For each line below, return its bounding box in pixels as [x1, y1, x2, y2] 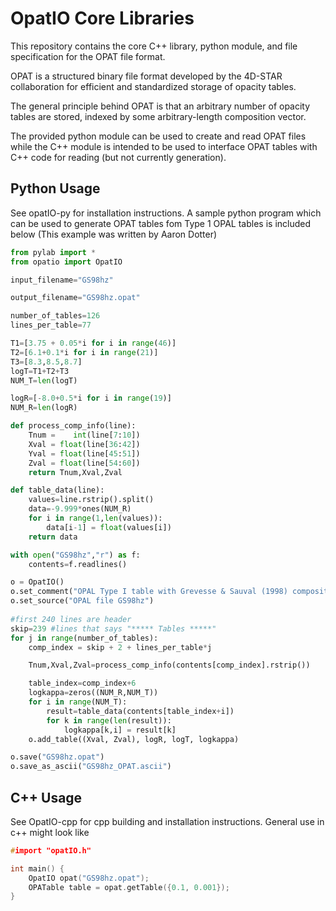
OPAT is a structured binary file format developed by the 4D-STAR [10, 70, 283, 82]
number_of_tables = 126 [10, 311, 101, 321]
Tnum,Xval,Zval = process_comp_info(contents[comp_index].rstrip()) [28, 660, 311, 671]
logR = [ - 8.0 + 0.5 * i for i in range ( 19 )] [10, 393, 172, 404]
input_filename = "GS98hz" [10, 275, 114, 285]
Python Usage [10, 180, 101, 197]
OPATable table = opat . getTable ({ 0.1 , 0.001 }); [28, 882, 230, 892]
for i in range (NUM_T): [28, 697, 128, 707]
